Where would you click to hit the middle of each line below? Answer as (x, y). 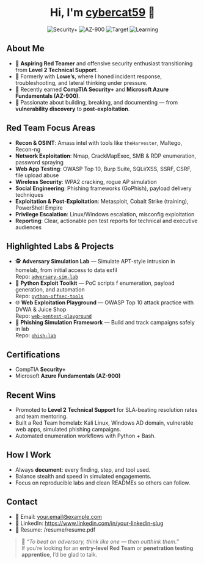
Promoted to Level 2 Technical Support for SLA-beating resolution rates (106, 410)
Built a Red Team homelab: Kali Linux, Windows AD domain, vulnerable (104, 423)
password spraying (39, 162)
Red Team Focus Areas (51, 128)
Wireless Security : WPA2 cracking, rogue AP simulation (86, 181)
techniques (29, 194)
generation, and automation (50, 290)
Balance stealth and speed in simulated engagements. (83, 476)
